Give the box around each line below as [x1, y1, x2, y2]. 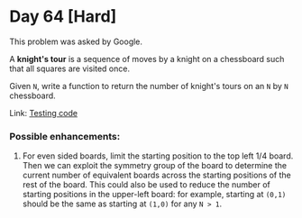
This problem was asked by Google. [9, 36, 142, 47]
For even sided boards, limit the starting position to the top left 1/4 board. [22, 150, 294, 161]
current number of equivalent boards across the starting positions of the [22, 169, 291, 181]
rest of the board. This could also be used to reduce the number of [22, 179, 270, 190]
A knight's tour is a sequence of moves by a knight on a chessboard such [9, 53, 285, 64]
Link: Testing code [9, 107, 78, 118]
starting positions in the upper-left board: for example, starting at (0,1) [22, 189, 287, 200]
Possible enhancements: [9, 130, 121, 142]
